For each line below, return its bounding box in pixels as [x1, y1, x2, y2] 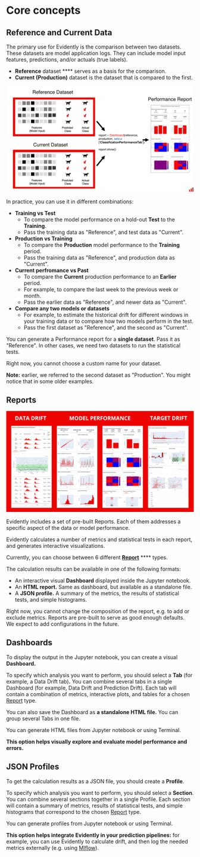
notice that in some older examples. [6, 377, 94, 385]
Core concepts [6, 4, 81, 17]
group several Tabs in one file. [6, 715, 80, 722]
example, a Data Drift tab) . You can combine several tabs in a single [6, 678, 173, 685]
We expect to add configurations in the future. [6, 620, 119, 628]
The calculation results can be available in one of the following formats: [6, 566, 182, 573]
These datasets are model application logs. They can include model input [6, 50, 186, 57]
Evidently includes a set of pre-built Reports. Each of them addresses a [6, 518, 181, 525]
